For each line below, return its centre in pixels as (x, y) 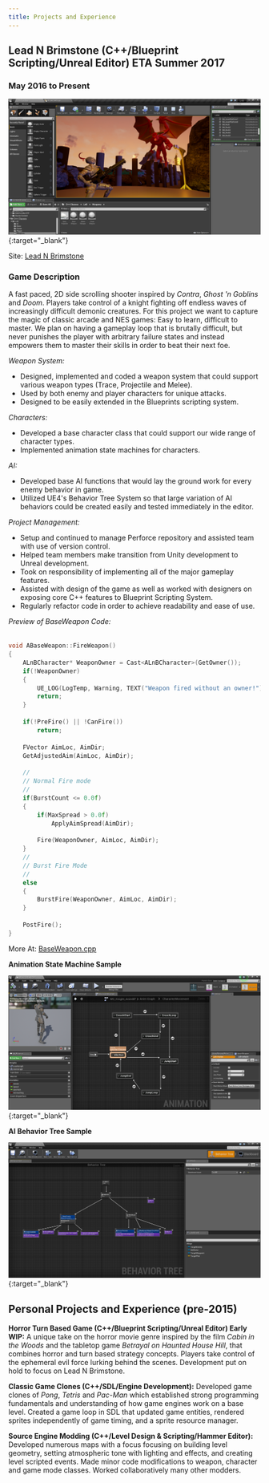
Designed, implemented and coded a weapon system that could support (139, 376)
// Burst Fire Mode (55, 865)
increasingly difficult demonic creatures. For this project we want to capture (133, 311)
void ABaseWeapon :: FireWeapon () (62, 646)
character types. (47, 442)
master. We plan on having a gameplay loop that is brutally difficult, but (125, 328)
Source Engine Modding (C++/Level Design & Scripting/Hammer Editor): (131, 1436)
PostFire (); (42, 925)
